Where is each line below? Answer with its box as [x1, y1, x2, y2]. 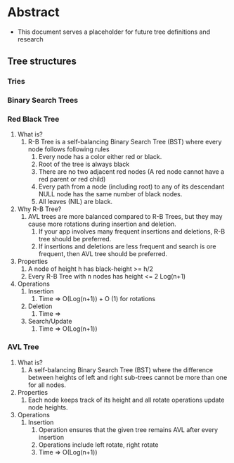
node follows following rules [27, 145, 110, 153]
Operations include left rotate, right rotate [38, 440, 159, 449]
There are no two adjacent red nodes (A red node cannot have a [38, 167, 225, 176]
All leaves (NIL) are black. [38, 198, 113, 206]
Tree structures [7, 56, 77, 68]
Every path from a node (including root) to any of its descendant [38, 182, 225, 191]
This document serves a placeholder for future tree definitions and [17, 27, 211, 36]
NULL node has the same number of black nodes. [38, 190, 183, 198]
